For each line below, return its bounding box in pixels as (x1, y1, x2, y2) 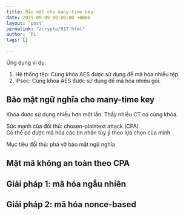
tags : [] (6, 37, 28, 43)
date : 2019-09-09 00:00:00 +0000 (6, 15, 91, 21)
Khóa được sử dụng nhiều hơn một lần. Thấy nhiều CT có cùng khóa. (6, 110, 178, 118)
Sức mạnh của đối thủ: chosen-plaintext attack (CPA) (6, 122, 139, 130)
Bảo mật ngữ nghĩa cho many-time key (6, 94, 154, 105)
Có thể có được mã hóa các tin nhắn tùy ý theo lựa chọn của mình (6, 128, 171, 136)
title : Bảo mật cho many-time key (6, 8, 94, 15)
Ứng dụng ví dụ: (6, 59, 47, 66)
